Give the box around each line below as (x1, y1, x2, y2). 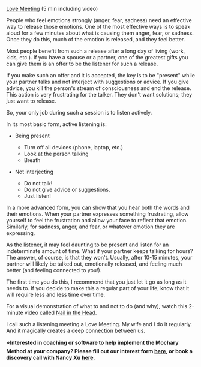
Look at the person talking (23, 150, 89, 157)
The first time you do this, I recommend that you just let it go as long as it (6, 278, 187, 285)
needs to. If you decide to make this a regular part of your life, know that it (6, 285, 190, 291)
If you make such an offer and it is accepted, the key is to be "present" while (6, 72, 195, 79)
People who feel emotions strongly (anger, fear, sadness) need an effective (6, 17, 192, 23)
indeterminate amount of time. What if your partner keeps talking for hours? (6, 248, 193, 254)
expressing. (6, 230, 35, 236)
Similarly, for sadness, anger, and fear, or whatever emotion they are (6, 223, 175, 230)
